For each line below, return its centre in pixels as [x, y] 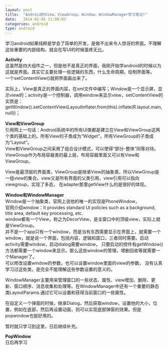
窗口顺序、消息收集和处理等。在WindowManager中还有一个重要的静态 [87, 286]
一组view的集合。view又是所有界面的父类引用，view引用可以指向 [72, 178]
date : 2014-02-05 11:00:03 [36, 19]
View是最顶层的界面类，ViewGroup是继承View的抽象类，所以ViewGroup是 [82, 172]
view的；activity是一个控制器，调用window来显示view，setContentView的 [86, 95]
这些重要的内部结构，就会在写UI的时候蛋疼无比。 [56, 50]
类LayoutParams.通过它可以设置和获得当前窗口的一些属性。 [67, 293]
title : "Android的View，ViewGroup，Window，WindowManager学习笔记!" [76, 15]
